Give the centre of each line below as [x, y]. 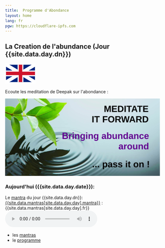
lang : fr [14, 21]
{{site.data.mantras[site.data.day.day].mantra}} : [54, 203]
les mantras [24, 235]
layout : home [18, 15]
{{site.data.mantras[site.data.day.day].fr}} [47, 208]
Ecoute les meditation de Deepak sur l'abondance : [57, 92]
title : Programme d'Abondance [37, 10]
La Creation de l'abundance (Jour [57, 46]
